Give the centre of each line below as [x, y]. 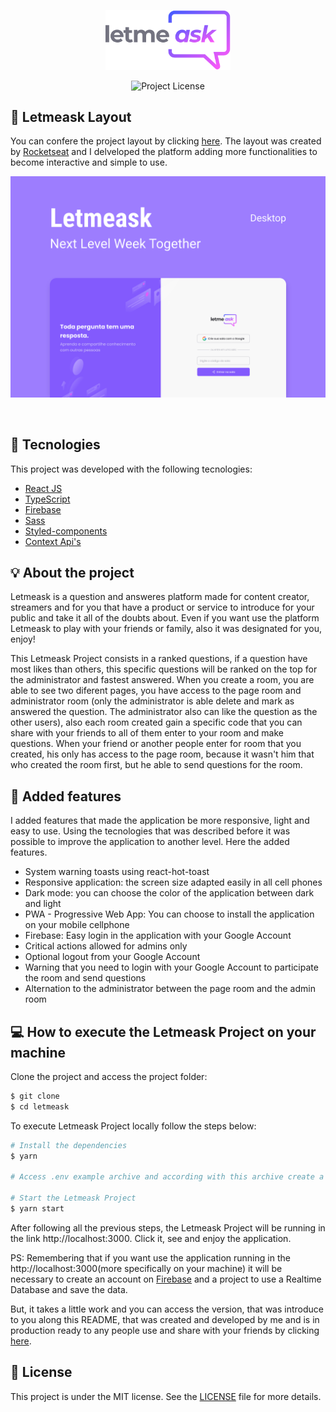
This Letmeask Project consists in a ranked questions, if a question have [159, 659]
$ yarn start [37, 1208]
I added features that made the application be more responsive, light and [160, 821]
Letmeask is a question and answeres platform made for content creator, [160, 597]
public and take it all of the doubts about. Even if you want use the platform [165, 618]
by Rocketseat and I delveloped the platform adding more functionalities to [164, 152]
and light [43, 904]
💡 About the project [72, 572]
